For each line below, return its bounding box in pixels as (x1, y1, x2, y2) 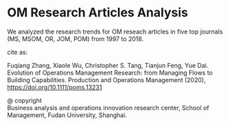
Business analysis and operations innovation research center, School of (7, 103, 209, 112)
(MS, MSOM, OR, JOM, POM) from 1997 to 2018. (7, 34, 144, 42)
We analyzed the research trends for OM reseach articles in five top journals (7, 27, 223, 36)
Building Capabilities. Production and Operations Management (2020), (7, 75, 206, 84)
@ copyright (7, 96, 43, 104)
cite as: (7, 48, 28, 56)
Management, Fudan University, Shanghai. (7, 111, 127, 119)
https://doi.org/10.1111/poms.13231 (7, 83, 102, 91)
